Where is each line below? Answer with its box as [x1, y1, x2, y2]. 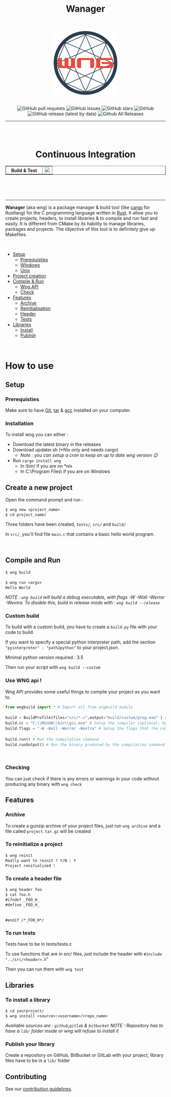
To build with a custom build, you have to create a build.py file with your [5, 624, 158, 630]
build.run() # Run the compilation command [5, 737, 99, 742]
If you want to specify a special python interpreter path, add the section [5, 639, 156, 645]
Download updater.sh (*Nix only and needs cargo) [12, 447, 119, 453]
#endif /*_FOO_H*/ [5, 918, 44, 923]
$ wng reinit [5, 853, 33, 858]
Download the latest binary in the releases [12, 441, 101, 447]
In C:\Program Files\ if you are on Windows [20, 468, 110, 474]
